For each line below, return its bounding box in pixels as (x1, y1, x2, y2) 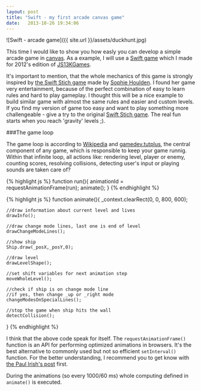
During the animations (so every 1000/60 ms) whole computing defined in (6, 372, 189, 380)
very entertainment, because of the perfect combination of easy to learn (6, 85, 185, 93)
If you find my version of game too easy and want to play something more (6, 105, 189, 112)
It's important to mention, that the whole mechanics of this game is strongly (6, 73, 193, 80)
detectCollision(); (6, 313, 55, 319)
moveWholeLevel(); (6, 276, 52, 282)
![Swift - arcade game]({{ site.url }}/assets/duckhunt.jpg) (6, 37, 147, 44)
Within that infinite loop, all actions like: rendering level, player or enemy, (6, 153, 186, 161)
